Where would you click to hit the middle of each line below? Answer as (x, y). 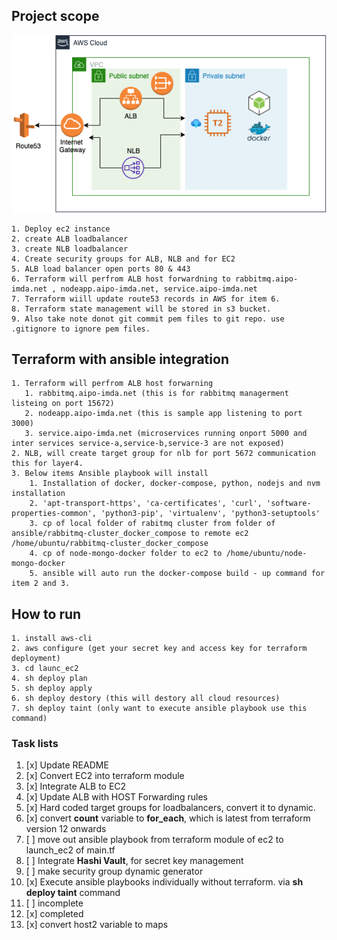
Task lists (35, 744)
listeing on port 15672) (63, 404)
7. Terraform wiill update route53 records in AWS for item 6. (146, 299)
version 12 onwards (66, 829)
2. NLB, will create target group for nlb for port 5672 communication (163, 454)
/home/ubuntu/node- (266, 554)
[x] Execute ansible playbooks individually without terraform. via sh (164, 882)
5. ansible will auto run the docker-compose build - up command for (177, 574)
